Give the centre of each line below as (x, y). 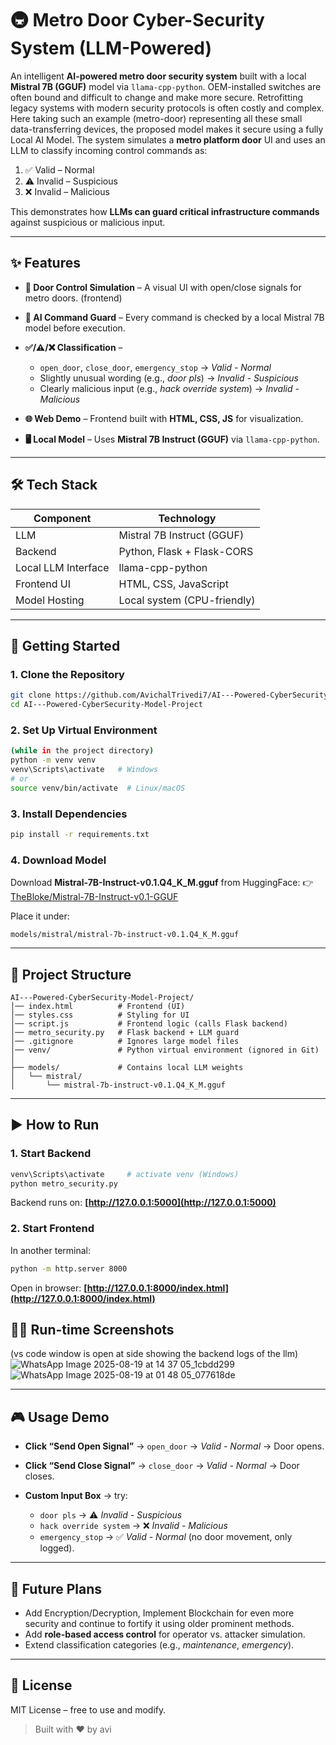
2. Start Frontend (52, 1229)
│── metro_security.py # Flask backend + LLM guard (125, 1032)
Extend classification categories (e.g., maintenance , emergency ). (159, 1645)
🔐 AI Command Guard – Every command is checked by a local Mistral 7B (174, 317)
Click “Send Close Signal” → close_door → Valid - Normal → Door (162, 1466)
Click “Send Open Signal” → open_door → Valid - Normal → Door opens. (174, 1446)
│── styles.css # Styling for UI (100, 1015)
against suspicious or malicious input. (88, 222)
